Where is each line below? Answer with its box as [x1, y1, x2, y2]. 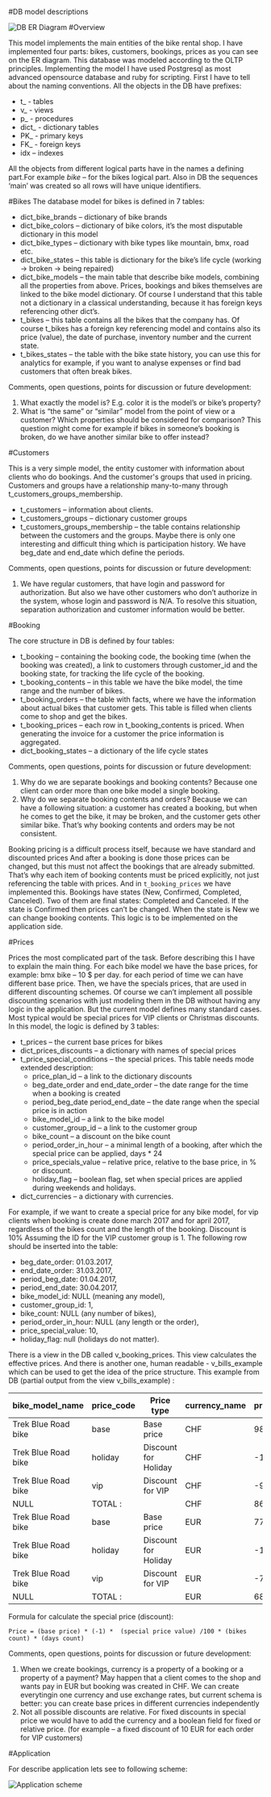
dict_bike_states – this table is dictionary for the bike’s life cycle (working [19, 255, 262, 265]
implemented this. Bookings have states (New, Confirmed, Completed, [8, 887, 242, 897]
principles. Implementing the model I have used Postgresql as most [8, 64, 231, 73]
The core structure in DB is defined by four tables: [8, 636, 175, 645]
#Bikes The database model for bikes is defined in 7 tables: [8, 197, 206, 206]
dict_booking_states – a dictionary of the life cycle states [19, 746, 209, 756]
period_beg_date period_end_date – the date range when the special [31, 1097, 260, 1107]
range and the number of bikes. [19, 686, 125, 695]
